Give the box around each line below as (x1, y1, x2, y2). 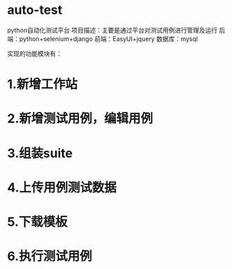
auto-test (7, 2, 63, 18)
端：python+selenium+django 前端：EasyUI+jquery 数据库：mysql (7, 34, 198, 43)
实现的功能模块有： (7, 49, 63, 58)
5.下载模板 (7, 214, 68, 229)
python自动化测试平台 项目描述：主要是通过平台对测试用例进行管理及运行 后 (7, 26, 226, 34)
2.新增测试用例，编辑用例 (7, 111, 153, 127)
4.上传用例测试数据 (7, 179, 117, 195)
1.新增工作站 (7, 76, 78, 92)
